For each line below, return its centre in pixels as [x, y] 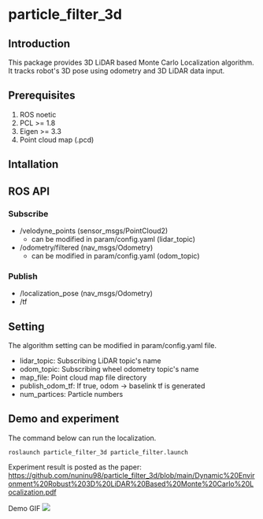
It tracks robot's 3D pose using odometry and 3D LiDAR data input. [117, 71]
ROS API [29, 191]
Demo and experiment [64, 419]
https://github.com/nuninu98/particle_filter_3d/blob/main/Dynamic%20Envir [131, 475]
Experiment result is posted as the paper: [75, 467]
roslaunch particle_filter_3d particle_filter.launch [98, 452]
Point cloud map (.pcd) [57, 139]
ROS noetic [38, 114]
